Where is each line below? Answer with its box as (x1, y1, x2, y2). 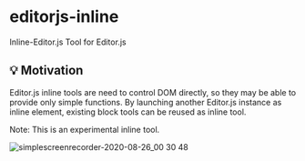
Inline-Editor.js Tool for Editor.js (9, 36, 127, 47)
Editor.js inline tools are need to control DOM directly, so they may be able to (9, 86, 297, 97)
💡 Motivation (9, 63, 84, 78)
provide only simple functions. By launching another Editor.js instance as (9, 96, 282, 107)
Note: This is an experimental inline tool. (9, 124, 160, 135)
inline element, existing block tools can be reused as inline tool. (9, 106, 247, 117)
